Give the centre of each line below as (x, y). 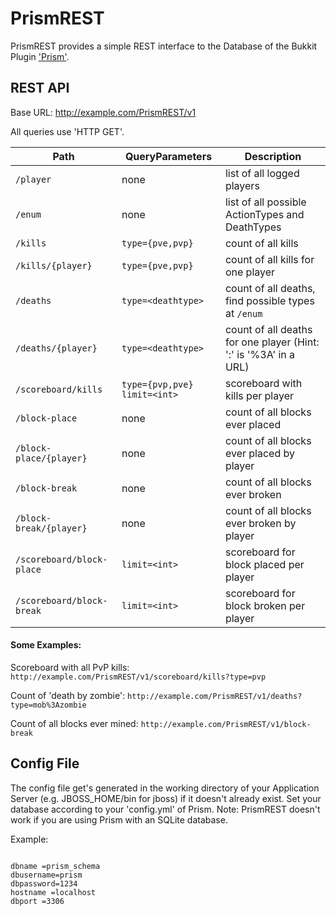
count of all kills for (269, 259)
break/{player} (51, 528)
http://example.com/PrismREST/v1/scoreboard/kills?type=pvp (138, 677)
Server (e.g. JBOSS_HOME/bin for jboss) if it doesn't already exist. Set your (166, 798)
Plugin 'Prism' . (40, 56)
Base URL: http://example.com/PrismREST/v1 (103, 112)
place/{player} (51, 458)
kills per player (259, 395)
